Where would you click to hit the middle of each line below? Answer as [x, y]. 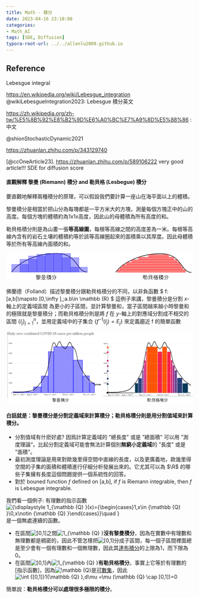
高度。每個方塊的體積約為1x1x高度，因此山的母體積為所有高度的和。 [89, 217]
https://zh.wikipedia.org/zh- [40, 113]
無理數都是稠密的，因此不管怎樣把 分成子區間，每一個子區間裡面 [101, 540]
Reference [26, 69]
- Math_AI [18, 31]
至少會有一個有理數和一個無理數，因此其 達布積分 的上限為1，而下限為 [104, 548]
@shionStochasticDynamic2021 [45, 138]
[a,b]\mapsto [22, 299]
